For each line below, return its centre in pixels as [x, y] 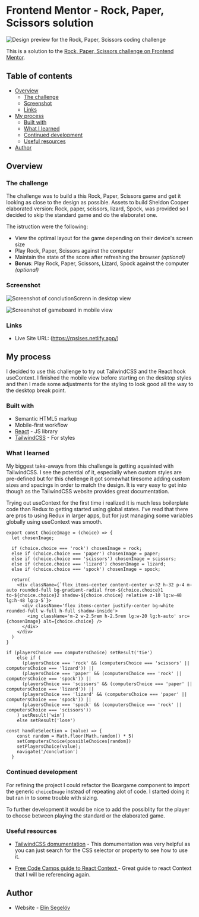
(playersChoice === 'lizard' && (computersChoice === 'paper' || [104, 695]
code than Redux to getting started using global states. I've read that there [97, 509]
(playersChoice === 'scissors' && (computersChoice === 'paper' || [107, 684]
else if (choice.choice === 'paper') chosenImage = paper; [86, 554]
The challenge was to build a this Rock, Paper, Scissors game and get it [94, 196]
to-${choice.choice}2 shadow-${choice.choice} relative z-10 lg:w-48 [94, 596]
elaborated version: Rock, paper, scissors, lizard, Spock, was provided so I [97, 209]
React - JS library [36, 431]
